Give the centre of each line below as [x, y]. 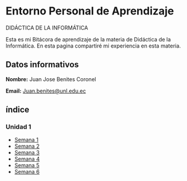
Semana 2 [27, 146]
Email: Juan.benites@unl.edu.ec [46, 91]
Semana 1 [26, 140]
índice [17, 110]
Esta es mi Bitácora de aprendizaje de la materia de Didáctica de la [88, 39]
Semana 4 [27, 159]
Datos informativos [42, 65]
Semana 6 [27, 172]
